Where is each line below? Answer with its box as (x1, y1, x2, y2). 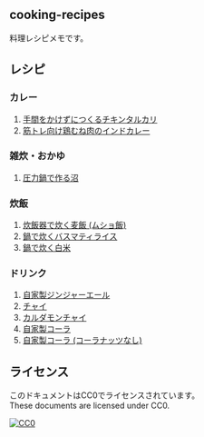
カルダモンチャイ (22, 313, 87, 323)
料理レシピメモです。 (9, 32, 89, 44)
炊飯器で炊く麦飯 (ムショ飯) (22, 220, 127, 231)
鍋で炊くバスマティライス (22, 231, 118, 242)
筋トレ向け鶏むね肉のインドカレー (22, 124, 151, 135)
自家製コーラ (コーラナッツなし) (22, 335, 142, 346)
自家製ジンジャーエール (22, 290, 111, 301)
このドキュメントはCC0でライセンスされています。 (9, 390, 200, 401)
